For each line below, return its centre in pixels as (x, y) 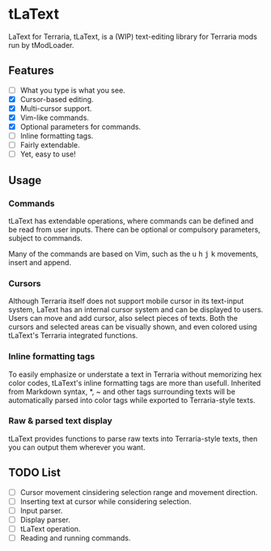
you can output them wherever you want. (77, 447)
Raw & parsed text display (61, 421)
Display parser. (45, 519)
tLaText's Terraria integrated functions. (73, 335)
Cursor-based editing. (57, 99)
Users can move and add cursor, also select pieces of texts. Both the (123, 318)
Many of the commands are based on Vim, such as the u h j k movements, (133, 254)
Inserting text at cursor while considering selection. (106, 501)
